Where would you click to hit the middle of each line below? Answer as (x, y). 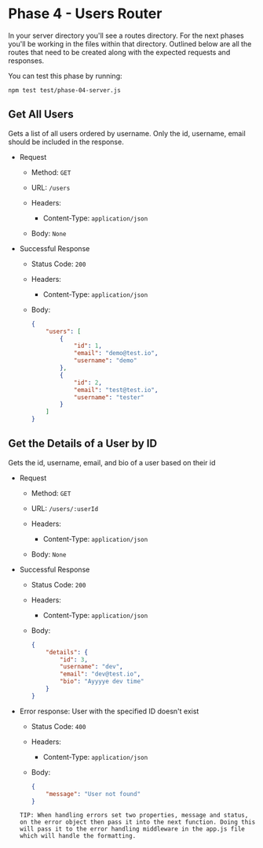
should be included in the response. (66, 142)
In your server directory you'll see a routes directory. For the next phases (126, 35)
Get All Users (41, 115)
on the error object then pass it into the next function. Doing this (137, 822)
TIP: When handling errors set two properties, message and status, (134, 816)
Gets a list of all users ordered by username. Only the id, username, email (127, 133)
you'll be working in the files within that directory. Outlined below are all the (130, 43)
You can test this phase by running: (66, 76)
